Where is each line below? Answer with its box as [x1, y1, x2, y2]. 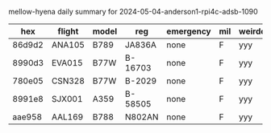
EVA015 [51, 58, 83, 68]
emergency [166, 26, 211, 37]
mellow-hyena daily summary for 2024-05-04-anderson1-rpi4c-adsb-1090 [8, 7, 258, 16]
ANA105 [51, 39, 85, 50]
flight [57, 26, 79, 37]
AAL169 [51, 111, 84, 123]
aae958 [12, 111, 43, 123]
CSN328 [51, 75, 85, 87]
